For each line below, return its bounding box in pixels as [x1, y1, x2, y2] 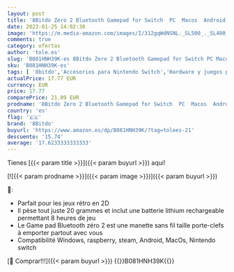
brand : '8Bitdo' [7, 120, 54, 127]
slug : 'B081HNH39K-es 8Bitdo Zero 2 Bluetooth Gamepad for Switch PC [7, 56, 214, 63]
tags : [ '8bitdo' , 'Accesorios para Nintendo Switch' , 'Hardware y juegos [7, 68, 223, 75]
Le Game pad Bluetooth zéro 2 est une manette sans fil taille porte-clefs [17, 221, 224, 230]
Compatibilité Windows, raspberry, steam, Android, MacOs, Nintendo [17, 236, 216, 244]
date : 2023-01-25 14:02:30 [7, 23, 86, 30]
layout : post [7, 10, 45, 17]
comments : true [7, 36, 52, 43]
